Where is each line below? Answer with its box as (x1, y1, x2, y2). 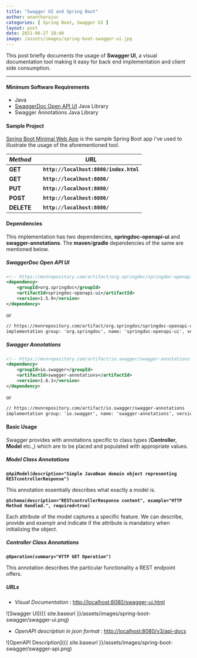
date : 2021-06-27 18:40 (6, 31, 64, 36)
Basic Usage (6, 423, 37, 430)
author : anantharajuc (6, 14, 59, 20)
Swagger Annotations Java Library (14, 109, 98, 116)
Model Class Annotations (6, 456, 70, 463)
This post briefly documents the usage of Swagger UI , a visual (6, 52, 157, 59)
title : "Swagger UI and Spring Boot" (6, 8, 98, 15)
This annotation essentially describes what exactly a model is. (6, 486, 156, 493)
